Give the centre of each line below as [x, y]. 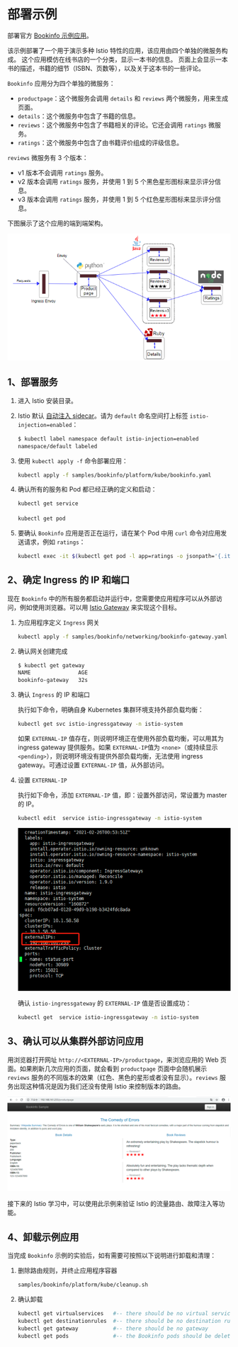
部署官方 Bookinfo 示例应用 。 [50, 35]
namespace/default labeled [57, 446]
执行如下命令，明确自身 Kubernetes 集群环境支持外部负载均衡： [110, 710]
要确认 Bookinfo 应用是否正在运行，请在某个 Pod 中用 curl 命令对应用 [119, 533]
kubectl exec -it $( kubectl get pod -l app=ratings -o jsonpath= [116, 557]
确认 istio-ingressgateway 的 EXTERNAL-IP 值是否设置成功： [104, 1004]
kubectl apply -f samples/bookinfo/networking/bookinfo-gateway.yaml [123, 637]
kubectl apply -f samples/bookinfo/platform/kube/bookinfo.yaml [114, 475]
